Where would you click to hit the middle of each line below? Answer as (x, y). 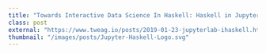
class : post (28, 23)
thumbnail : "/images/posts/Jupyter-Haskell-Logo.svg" (99, 37)
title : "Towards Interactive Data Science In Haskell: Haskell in (120, 15)
